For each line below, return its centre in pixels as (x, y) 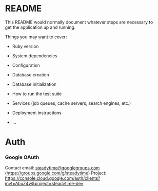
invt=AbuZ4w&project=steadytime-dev (44, 184)
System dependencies (35, 56)
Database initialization (34, 84)
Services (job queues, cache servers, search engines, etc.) (71, 103)
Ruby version (25, 46)
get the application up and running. (40, 27)
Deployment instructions (37, 113)
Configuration (26, 65)
